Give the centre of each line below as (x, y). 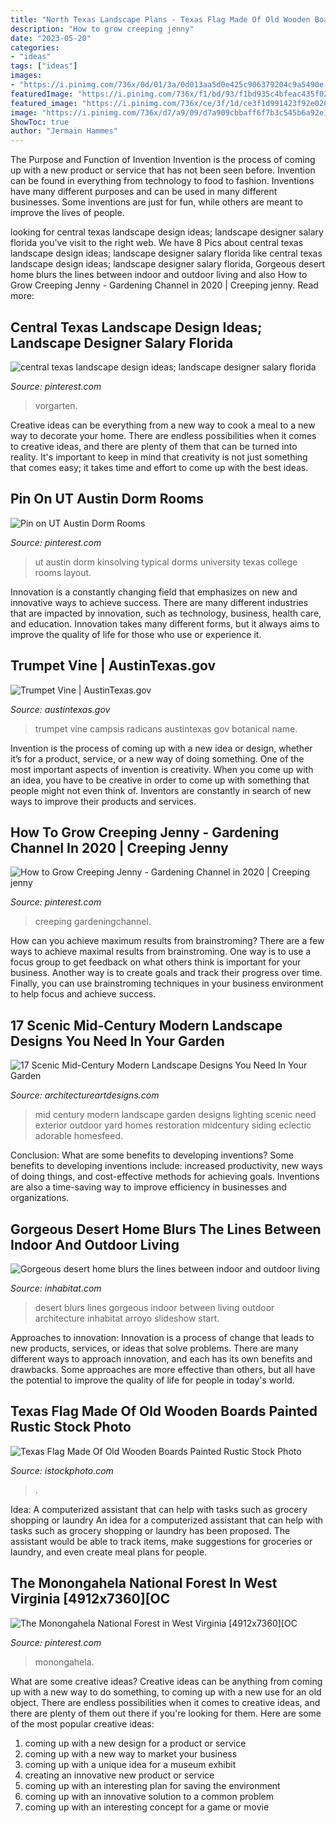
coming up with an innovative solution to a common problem (149, 1796)
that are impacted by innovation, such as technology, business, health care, (166, 613)
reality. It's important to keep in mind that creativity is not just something (159, 457)
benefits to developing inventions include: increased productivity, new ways (166, 1166)
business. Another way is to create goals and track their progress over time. (166, 973)
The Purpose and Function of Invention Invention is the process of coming (163, 160)
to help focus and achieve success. (83, 994)
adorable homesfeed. (79, 1136)
